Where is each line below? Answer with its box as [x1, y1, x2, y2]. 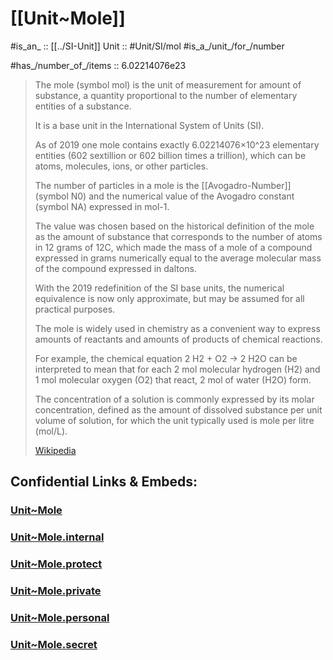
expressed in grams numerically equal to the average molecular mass [34, 252, 322, 264]
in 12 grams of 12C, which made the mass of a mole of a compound [34, 241, 313, 253]
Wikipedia [34, 444, 77, 456]
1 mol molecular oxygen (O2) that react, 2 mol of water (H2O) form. [34, 373, 312, 386]
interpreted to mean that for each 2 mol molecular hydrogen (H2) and [34, 363, 321, 375]
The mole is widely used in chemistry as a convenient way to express [34, 322, 321, 334]
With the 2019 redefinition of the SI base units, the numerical [34, 282, 285, 294]
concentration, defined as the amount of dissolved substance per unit [34, 403, 323, 416]
